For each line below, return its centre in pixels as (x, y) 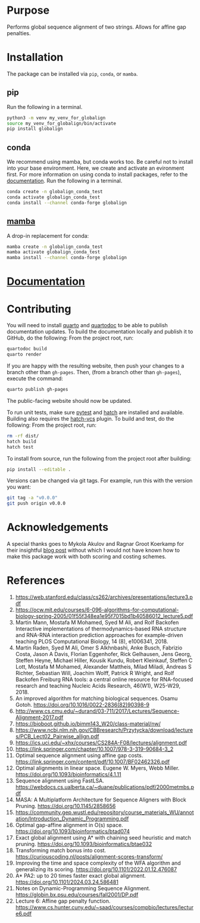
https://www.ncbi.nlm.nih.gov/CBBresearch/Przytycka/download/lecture (104, 730)
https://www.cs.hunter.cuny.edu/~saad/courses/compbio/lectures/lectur (104, 908)
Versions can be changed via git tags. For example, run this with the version (100, 481)
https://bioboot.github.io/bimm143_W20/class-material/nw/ (88, 724)
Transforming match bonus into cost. (61, 850)
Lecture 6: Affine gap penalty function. (63, 901)
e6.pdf (24, 914)
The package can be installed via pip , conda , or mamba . (72, 74)
